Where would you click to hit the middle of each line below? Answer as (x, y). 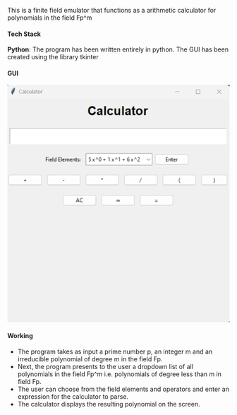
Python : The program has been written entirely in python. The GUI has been (118, 49)
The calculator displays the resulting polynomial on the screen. (109, 404)
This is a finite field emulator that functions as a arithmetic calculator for (112, 10)
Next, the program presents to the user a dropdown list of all (105, 366)
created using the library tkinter (53, 57)
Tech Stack (24, 34)
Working (20, 336)
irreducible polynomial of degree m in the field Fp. (90, 359)
